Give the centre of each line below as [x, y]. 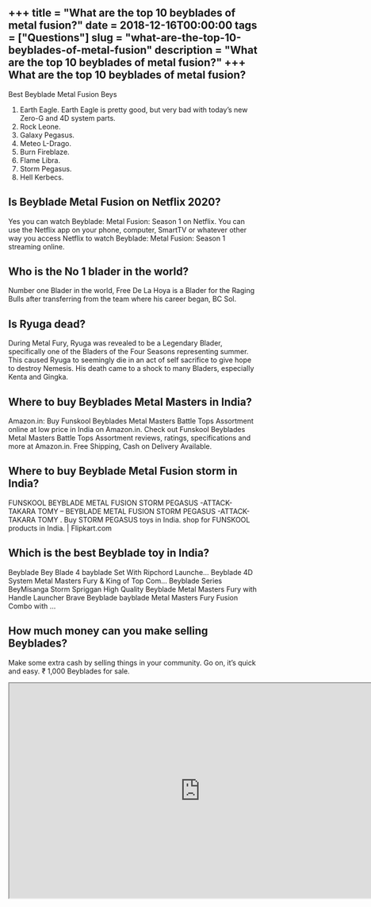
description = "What [206, 50]
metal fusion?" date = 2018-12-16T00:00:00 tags [133, 26]
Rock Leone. [40, 126]
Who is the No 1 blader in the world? [98, 272]
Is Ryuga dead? [47, 324]
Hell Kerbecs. [42, 177]
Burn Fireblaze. [44, 152]
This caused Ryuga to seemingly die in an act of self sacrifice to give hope [130, 360]
